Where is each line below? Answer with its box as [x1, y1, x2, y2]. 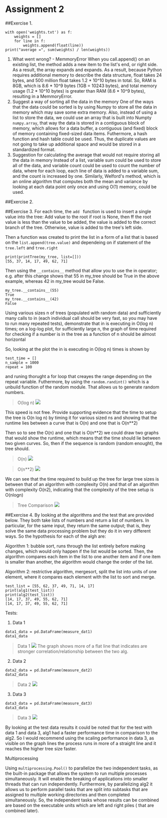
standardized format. [12, 146, 56, 152]
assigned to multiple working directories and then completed [5, 791, 130, 797]
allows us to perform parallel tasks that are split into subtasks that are [5, 786, 148, 792]
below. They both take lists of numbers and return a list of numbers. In [5, 517, 150, 523]
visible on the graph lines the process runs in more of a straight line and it [5, 740, 157, 746]
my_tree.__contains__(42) [5, 296, 59, 301]
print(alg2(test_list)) [5, 592, 55, 597]
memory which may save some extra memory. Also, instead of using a [12, 109, 157, 115]
